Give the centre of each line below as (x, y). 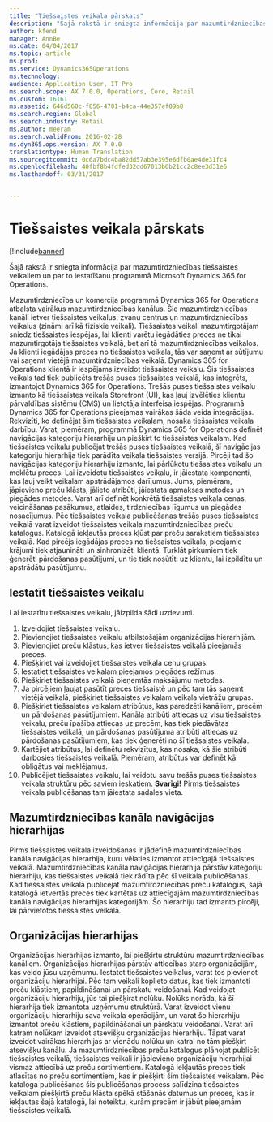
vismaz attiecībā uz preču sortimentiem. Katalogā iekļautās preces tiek (127, 1068)
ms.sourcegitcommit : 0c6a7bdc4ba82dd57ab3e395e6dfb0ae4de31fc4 (118, 159)
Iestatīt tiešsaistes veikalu (77, 593)
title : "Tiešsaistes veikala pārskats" (77, 16)
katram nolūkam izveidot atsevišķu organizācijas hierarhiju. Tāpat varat (128, 1033)
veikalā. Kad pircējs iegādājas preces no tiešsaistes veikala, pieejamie (126, 542)
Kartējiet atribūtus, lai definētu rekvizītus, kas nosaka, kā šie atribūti (134, 749)
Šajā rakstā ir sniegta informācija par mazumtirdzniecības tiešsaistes (124, 267)
